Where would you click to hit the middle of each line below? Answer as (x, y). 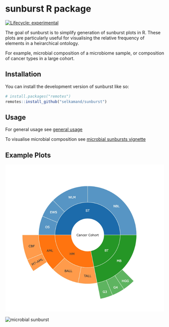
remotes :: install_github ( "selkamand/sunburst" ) (56, 101)
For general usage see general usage (44, 130)
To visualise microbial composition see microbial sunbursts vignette (76, 139)
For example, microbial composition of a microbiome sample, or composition (85, 53)
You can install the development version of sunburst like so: (67, 86)
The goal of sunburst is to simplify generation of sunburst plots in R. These (83, 32)
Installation (23, 74)
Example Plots (28, 155)
